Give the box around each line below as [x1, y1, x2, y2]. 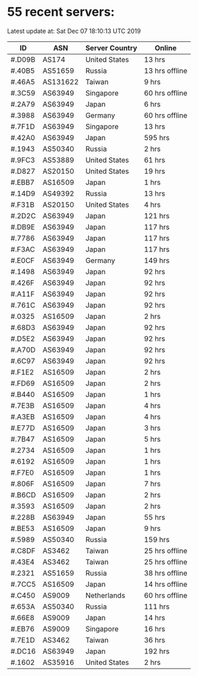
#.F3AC [10, 245, 36, 254]
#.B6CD [10, 490, 36, 499]
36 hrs [144, 635, 166, 644]
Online [154, 43, 177, 52]
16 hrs [144, 624, 166, 633]
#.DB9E [10, 222, 36, 232]
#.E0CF [10, 256, 35, 265]
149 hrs [144, 256, 170, 265]
